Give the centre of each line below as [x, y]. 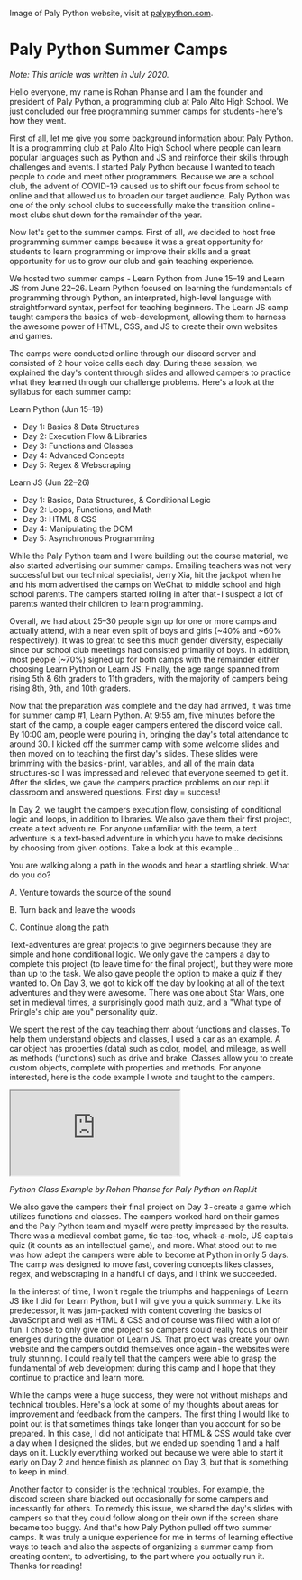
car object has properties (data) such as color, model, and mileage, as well [148, 1048]
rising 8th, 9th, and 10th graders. [70, 688]
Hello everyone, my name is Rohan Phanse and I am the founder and [137, 92]
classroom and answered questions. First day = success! [115, 792]
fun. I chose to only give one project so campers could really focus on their [149, 1329]
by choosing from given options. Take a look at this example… [124, 848]
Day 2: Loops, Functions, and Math [87, 510]
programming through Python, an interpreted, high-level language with [141, 298]
